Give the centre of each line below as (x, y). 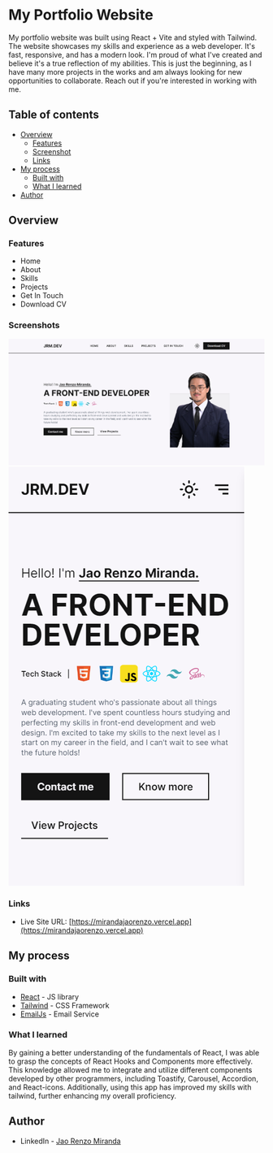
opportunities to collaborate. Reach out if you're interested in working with (133, 80)
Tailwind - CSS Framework (65, 1005)
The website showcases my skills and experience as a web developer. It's (132, 46)
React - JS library (50, 996)
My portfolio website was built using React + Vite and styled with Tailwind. (133, 37)
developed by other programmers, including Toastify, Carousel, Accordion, (133, 1078)
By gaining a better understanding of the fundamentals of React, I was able (134, 1052)
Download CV (43, 304)
